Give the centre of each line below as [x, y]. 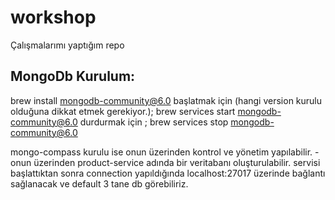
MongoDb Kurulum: [73, 76]
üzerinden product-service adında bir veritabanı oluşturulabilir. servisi [177, 162]
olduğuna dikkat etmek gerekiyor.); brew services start [123, 111]
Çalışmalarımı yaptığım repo [67, 45]
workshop [53, 17]
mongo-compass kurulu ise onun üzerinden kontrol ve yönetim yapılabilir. [161, 152]
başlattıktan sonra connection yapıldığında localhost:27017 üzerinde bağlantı [168, 173]
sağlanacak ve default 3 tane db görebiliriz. [99, 183]
